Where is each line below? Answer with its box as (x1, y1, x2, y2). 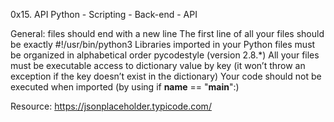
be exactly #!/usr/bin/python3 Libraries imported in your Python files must (10, 39, 316, 50)
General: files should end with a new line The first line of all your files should (10, 28, 325, 39)
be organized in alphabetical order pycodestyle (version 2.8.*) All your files (10, 49, 320, 61)
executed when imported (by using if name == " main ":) (10, 81, 240, 93)
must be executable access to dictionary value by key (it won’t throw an (10, 60, 306, 71)
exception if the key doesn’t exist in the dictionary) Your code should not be (10, 70, 322, 82)
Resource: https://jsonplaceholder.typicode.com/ (10, 100, 212, 112)
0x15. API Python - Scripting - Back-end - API (10, 9, 198, 20)
